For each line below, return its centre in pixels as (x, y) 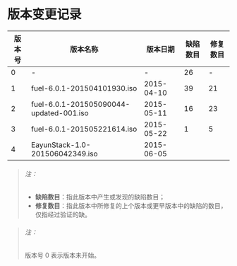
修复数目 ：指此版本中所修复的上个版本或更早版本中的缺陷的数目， (131, 206)
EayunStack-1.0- (61, 144)
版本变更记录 (45, 15)
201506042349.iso (65, 154)
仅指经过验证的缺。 (63, 215)
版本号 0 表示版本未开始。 (62, 255)
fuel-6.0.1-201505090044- (81, 104)
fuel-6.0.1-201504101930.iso (84, 88)
